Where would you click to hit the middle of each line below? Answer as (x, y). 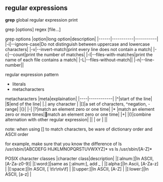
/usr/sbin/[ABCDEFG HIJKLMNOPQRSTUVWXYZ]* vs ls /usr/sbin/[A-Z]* (79, 149)
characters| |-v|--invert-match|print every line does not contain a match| (79, 49)
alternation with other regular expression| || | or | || (56, 119)
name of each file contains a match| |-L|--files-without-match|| (69, 60)
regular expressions (36, 8)
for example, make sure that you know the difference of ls (63, 144)
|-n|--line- (144, 60)
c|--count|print (20, 54)
